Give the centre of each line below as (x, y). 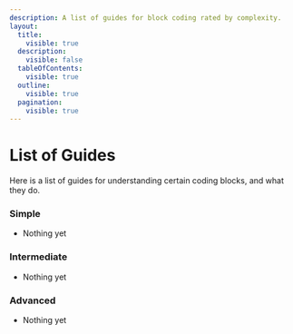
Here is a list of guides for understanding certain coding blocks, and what (146, 181)
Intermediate (39, 257)
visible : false (54, 60)
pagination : (40, 102)
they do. (25, 191)
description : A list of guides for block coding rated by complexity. (146, 18)
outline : (34, 85)
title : (30, 34)
